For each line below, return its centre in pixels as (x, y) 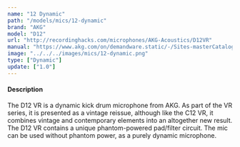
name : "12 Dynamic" (36, 14)
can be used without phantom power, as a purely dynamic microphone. (112, 135)
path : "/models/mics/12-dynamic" (57, 21)
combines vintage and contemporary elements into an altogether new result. (120, 120)
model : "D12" (27, 34)
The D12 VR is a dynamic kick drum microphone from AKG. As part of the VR (120, 105)
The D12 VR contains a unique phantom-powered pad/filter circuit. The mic (118, 128)
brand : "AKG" (27, 27)
